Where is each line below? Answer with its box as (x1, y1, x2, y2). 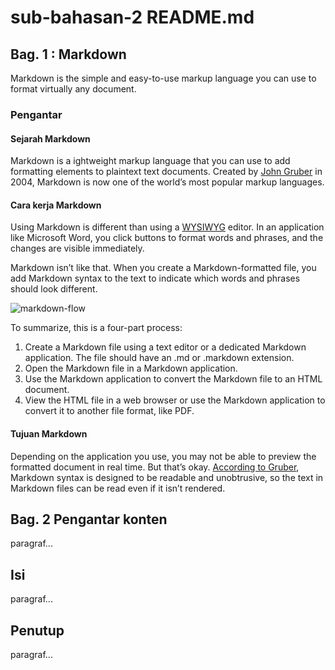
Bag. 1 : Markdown (10, 46, 127, 63)
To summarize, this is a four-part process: (10, 322, 183, 334)
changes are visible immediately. (10, 242, 145, 255)
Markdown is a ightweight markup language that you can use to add (10, 155, 291, 167)
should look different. (10, 283, 98, 295)
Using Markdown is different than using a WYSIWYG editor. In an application (10, 221, 325, 233)
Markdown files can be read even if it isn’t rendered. (10, 482, 226, 494)
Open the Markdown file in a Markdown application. (24, 362, 238, 375)
